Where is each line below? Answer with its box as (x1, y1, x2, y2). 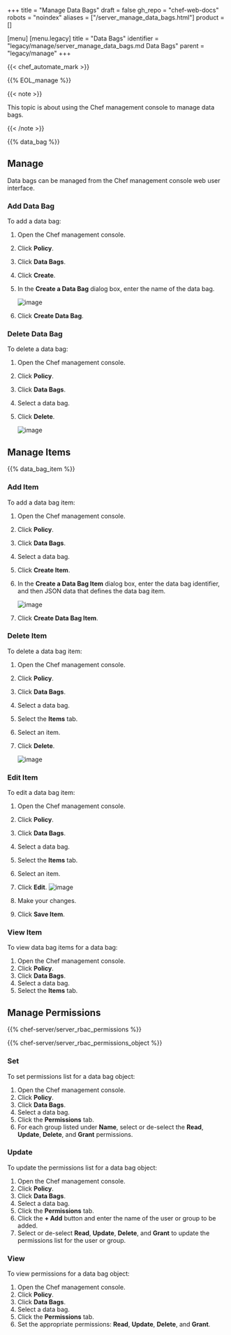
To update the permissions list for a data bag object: (7, 1163, 158, 1172)
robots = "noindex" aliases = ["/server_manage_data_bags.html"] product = (7, 13, 225, 22)
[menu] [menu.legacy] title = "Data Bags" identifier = (7, 34, 159, 43)
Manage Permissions (7, 1006, 101, 1018)
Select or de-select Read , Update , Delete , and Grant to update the (17, 1228, 210, 1237)
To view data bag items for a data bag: (7, 944, 118, 952)
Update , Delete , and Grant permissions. (17, 1130, 133, 1138)
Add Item (7, 482, 39, 492)
